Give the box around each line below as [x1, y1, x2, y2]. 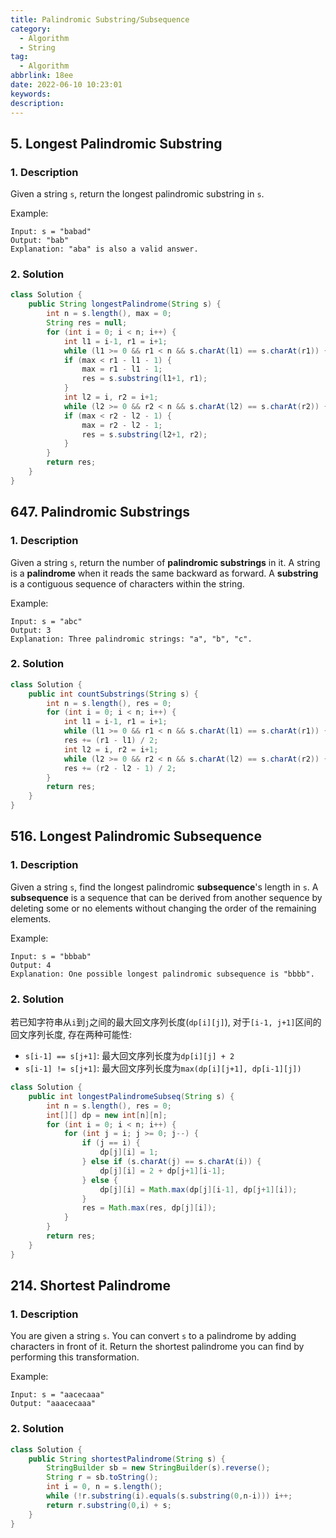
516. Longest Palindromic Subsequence [10, 828, 262, 845]
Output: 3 [10, 625, 52, 635]
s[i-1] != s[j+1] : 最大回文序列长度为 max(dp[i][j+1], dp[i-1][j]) [24, 1062, 302, 1075]
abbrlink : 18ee [10, 71, 74, 81]
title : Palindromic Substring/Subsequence [10, 14, 190, 25]
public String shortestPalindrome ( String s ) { [28, 1454, 226, 1464]
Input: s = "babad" [10, 227, 92, 237]
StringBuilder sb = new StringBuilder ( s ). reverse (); [46, 1463, 271, 1473]
